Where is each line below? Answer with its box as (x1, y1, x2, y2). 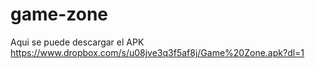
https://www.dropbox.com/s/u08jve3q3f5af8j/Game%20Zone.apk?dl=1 (10, 46, 305, 58)
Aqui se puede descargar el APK (10, 36, 145, 48)
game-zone (10, 3, 109, 26)
